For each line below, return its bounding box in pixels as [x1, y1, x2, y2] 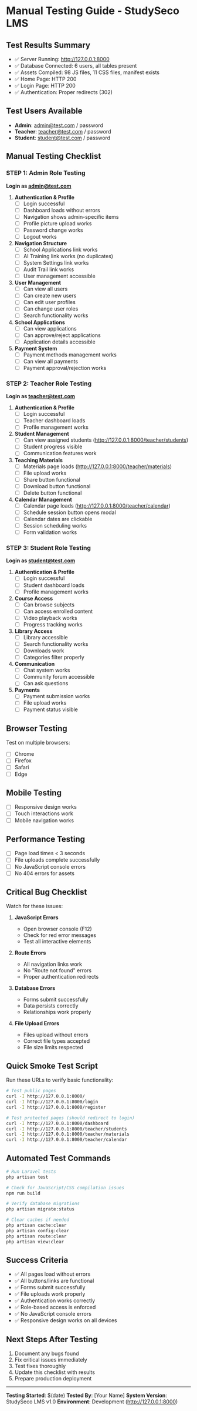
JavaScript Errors [14, 914, 59, 921]
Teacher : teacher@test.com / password [14, 128, 111, 135]
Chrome [14, 750, 35, 758]
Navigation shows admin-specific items [23, 213, 119, 220]
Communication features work [23, 450, 97, 457]
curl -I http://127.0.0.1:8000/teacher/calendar [6, 1137, 127, 1143]
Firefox [14, 757, 32, 764]
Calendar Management [14, 496, 72, 503]
